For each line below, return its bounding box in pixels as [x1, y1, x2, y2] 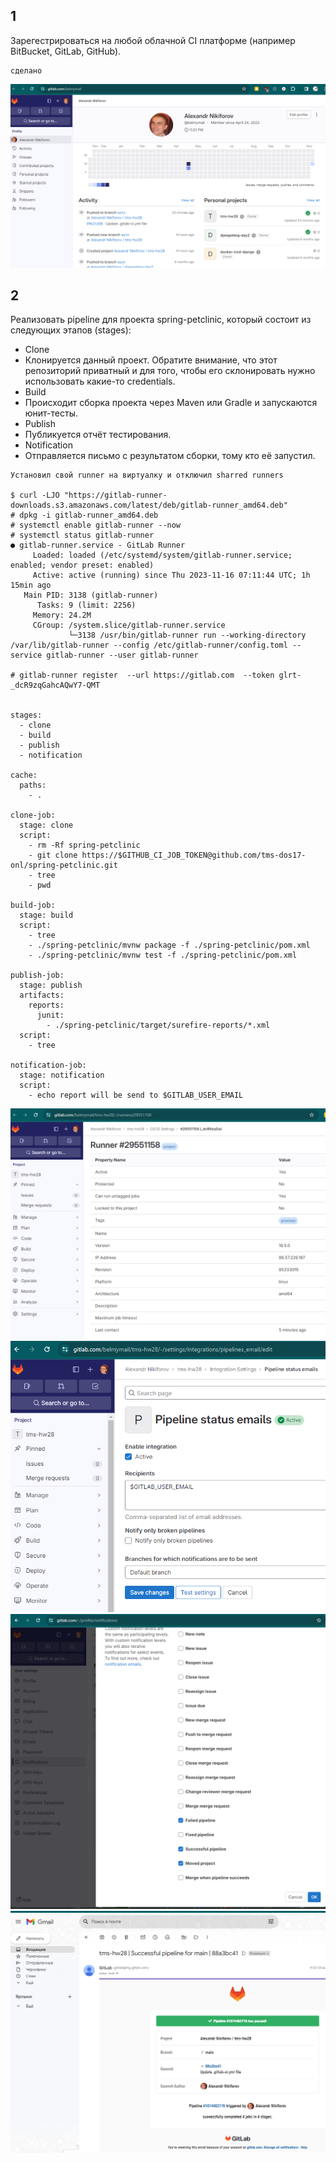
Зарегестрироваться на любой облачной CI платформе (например [10, 34, 296, 46]
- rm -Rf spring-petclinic [28, 840, 141, 851]
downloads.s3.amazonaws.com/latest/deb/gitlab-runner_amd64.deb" [10, 500, 288, 511]
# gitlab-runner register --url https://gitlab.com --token [10, 670, 275, 681]
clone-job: [10, 810, 56, 821]
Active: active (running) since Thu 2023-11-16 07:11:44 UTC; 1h [32, 570, 311, 581]
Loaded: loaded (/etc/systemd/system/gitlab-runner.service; [32, 550, 293, 561]
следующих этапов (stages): [10, 324, 132, 336]
